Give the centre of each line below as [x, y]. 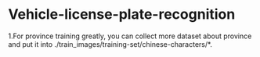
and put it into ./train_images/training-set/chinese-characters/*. [110, 44]
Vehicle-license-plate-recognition [122, 14]
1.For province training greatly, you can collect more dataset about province [130, 36]
